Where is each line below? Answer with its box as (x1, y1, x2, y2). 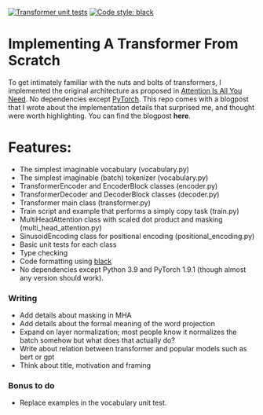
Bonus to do (8, 380, 55, 391)
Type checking (19, 248, 68, 257)
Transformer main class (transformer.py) (19, 197, 152, 207)
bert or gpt (19, 352, 55, 362)
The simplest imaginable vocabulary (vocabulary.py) (19, 164, 190, 174)
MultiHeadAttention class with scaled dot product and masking (19, 215, 223, 224)
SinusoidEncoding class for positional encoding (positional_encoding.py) (19, 231, 255, 241)
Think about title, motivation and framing (19, 361, 152, 370)
